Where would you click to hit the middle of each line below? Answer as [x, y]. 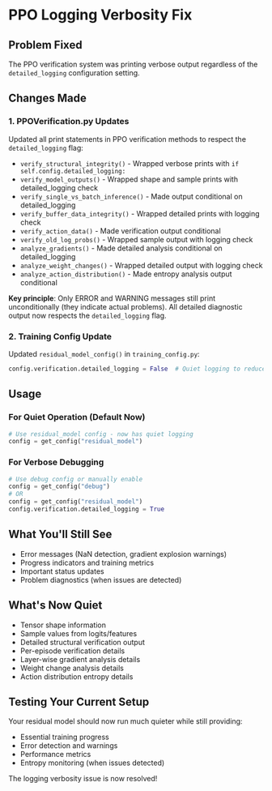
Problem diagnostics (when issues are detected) [101, 579]
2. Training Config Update [60, 336]
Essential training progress [64, 737]
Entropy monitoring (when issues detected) [92, 763]
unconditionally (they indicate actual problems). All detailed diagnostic [125, 306]
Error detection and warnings [69, 746]
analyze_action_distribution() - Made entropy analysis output [126, 274]
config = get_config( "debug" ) [59, 487]
